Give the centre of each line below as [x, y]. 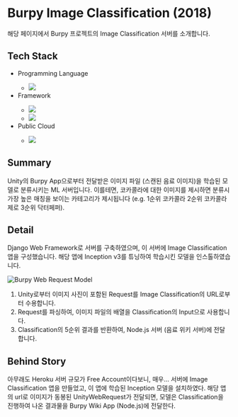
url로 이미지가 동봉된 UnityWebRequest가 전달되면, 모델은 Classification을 [119, 397]
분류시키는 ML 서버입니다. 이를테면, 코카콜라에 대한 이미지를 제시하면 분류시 [125, 190]
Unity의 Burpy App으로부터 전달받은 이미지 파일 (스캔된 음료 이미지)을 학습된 [114, 181]
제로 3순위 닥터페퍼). [36, 207]
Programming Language [53, 73]
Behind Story [37, 361]
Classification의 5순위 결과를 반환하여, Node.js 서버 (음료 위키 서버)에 [115, 330]
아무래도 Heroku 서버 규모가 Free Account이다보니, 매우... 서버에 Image [108, 379]
